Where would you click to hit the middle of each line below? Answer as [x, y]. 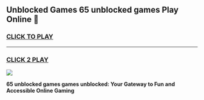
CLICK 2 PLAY [27, 59]
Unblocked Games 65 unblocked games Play [93, 10]
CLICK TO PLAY [30, 37]
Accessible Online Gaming [40, 90]
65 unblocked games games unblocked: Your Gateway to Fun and [90, 84]
